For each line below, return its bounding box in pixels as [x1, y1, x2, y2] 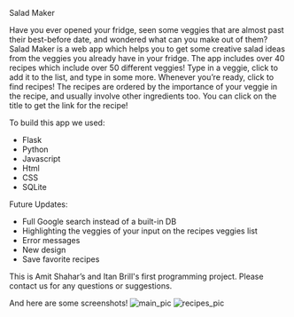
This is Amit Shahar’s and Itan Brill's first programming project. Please [9, 271, 264, 281]
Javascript [21, 154, 61, 163]
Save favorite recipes [21, 254, 100, 265]
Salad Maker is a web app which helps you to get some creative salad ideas [9, 44, 286, 54]
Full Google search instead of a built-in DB [21, 217, 177, 226]
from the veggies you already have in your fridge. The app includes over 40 [9, 53, 285, 63]
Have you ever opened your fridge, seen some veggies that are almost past [9, 25, 285, 35]
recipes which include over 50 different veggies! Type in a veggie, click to [9, 62, 279, 73]
